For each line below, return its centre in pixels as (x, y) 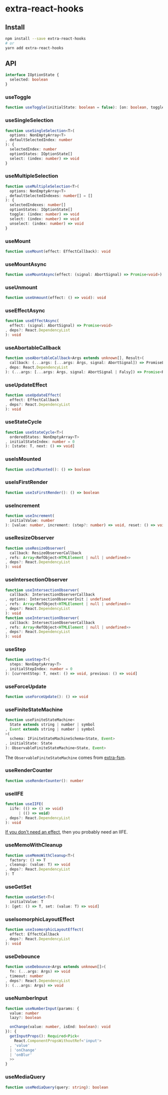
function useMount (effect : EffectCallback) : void (58, 251)
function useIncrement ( (30, 515)
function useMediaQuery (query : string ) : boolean (57, 1087)
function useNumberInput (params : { (42, 1008)
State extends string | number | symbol (52, 725)
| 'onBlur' (21, 1055)
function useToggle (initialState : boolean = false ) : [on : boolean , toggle (85, 107)
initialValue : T (26, 902)
